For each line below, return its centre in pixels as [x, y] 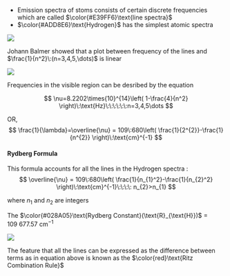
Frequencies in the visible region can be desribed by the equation [100, 85]
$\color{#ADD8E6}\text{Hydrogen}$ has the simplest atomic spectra [115, 25]
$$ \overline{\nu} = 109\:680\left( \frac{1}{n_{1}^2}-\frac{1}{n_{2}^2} [116, 180]
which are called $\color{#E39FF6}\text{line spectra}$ [95, 17]
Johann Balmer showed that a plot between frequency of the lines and [107, 51]
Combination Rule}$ [36, 265]
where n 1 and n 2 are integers [48, 201]
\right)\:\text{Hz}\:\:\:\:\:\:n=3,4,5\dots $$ [116, 106]
